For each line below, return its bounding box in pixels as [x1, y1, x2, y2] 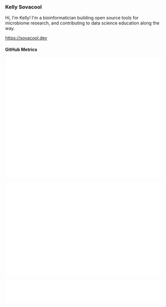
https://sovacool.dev [5, 35, 48, 41]
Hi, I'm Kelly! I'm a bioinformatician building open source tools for [5, 15, 139, 21]
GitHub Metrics [5, 46, 37, 52]
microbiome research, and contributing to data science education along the [5, 20, 160, 26]
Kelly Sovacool [5, 3, 42, 10]
